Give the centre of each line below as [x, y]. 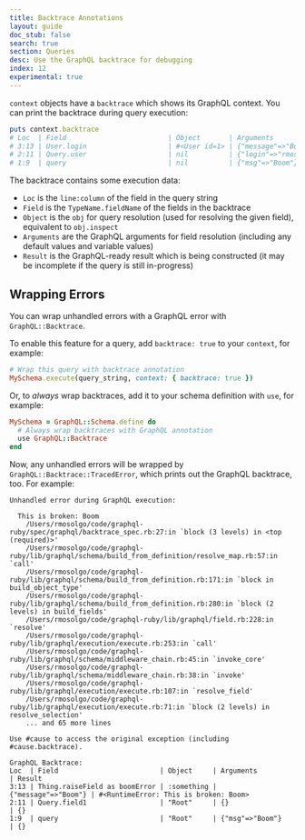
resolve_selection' [46, 715]
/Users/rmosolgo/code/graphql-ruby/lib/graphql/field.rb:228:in [150, 620]
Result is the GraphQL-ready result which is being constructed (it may [153, 256]
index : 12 [28, 69]
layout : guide [36, 26]
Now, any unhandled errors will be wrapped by [97, 465]
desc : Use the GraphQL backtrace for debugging [101, 60]
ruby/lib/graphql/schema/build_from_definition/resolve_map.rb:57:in [144, 556]
